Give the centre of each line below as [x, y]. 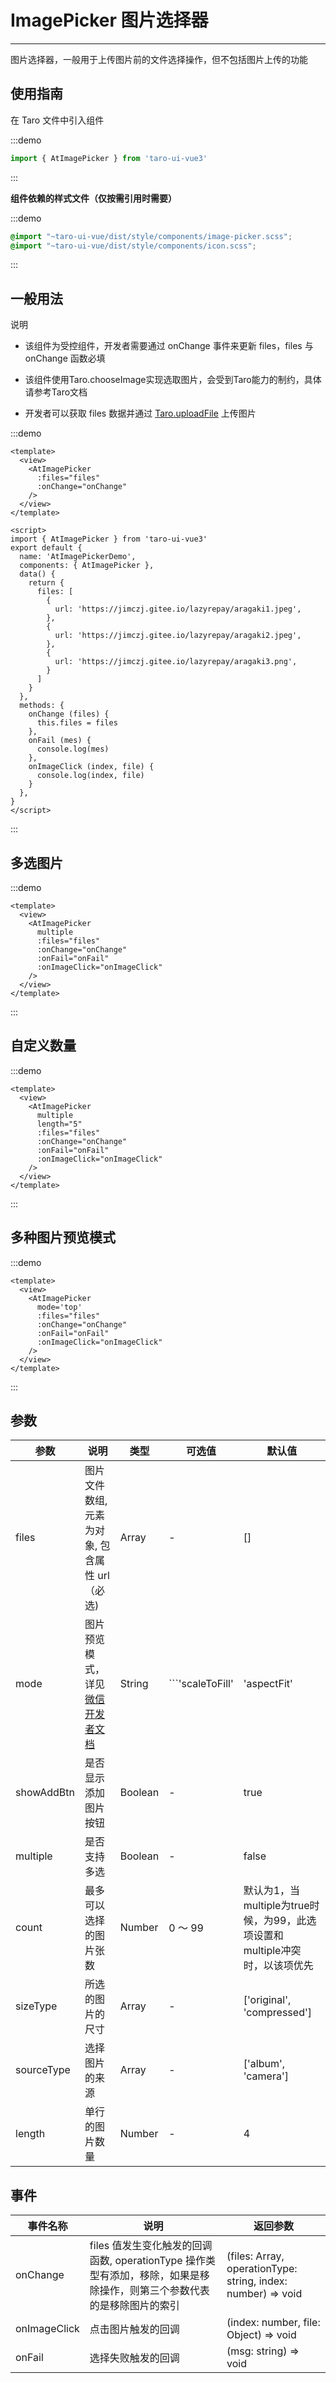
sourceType [43, 2070]
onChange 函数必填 [65, 358]
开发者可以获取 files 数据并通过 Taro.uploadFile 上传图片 [140, 413]
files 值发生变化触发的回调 [151, 2246]
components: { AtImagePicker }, [87, 566]
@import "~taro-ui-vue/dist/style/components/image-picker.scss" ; [151, 236]
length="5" [59, 1124]
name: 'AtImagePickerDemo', [78, 557]
